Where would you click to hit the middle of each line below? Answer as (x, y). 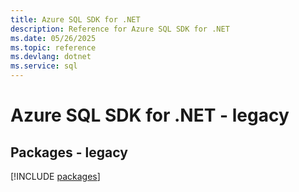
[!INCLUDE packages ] (55, 176)
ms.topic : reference (53, 47)
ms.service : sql (44, 66)
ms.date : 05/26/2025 (53, 38)
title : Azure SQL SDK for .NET (75, 19)
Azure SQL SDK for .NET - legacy (150, 115)
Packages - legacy (69, 152)
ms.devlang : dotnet (51, 57)
